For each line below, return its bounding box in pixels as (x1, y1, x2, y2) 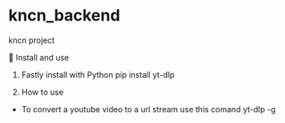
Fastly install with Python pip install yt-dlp (21, 69, 175, 80)
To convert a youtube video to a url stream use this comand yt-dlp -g (21, 103, 276, 114)
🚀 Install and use (8, 52, 70, 62)
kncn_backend (8, 5, 121, 26)
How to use (21, 86, 64, 97)
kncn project (8, 35, 55, 45)
